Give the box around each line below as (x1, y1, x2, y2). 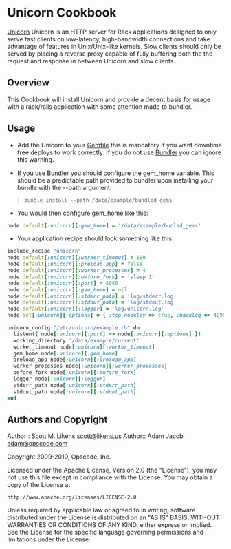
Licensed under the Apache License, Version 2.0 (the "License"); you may (7, 466, 217, 475)
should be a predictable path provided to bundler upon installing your (16, 176, 214, 184)
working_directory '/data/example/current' (13, 337, 140, 344)
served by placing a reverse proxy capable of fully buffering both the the (7, 50, 213, 58)
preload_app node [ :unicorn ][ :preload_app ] (13, 356, 137, 363)
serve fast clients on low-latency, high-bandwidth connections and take (7, 34, 211, 43)
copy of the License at (7, 481, 71, 489)
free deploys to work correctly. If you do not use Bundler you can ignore (16, 148, 222, 156)
